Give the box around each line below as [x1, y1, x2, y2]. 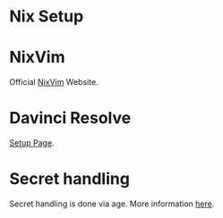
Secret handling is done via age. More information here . [9, 198, 215, 209]
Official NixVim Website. [9, 77, 99, 88]
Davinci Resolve [9, 108, 132, 129]
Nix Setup [9, 6, 84, 27]
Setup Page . [9, 138, 56, 148]
